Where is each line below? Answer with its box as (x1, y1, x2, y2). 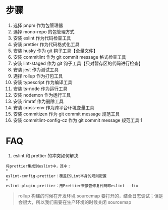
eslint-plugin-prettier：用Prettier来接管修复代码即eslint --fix (6, 183, 138, 188)
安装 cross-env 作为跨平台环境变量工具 (13, 104, 95, 110)
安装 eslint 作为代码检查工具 (13, 35, 71, 41)
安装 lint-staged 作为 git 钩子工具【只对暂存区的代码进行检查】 (13, 60, 143, 66)
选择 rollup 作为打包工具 (13, 73, 63, 79)
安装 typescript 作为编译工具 (13, 79, 73, 85)
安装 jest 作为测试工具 (13, 66, 59, 72)
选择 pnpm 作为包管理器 (13, 22, 64, 28)
